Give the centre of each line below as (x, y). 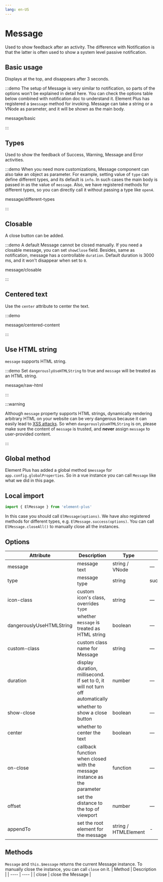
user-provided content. (28, 434)
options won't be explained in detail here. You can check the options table (79, 94)
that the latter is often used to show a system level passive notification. (76, 52)
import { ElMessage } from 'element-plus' (49, 507)
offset (14, 806)
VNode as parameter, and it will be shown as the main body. (65, 109)
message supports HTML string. (36, 361)
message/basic (20, 118)
